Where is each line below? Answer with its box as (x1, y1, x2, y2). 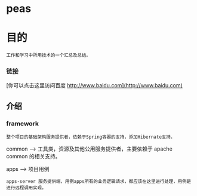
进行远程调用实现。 (6, 185, 47, 191)
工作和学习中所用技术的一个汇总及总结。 (6, 53, 91, 59)
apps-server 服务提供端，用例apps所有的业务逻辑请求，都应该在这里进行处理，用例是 (6, 179, 192, 185)
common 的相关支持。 (6, 153, 61, 160)
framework (6, 119, 39, 127)
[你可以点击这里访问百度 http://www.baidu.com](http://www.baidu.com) (6, 82, 183, 89)
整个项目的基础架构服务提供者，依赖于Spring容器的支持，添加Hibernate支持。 (6, 134, 176, 140)
